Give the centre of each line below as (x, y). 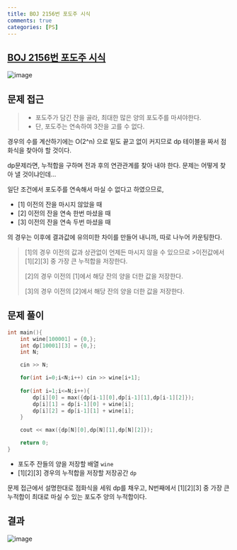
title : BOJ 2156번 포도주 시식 (49, 14)
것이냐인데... (39, 174)
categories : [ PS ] (33, 27)
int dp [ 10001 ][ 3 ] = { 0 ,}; (58, 346)
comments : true (30, 21)
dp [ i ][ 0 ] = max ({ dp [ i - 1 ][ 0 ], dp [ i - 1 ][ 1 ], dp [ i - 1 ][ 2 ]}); (114, 398)
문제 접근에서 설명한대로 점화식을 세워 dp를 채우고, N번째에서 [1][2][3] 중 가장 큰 (118, 488)
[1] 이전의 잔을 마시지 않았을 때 (60, 204)
